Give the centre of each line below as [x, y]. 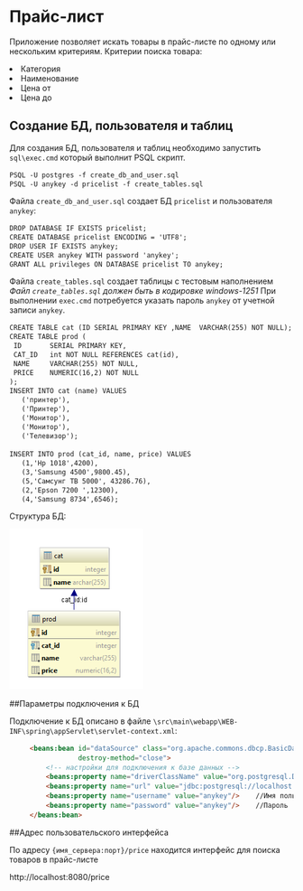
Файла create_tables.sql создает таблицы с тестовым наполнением [141, 281]
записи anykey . [37, 310]
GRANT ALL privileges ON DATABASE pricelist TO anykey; [116, 264]
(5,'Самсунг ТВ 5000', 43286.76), [86, 481]
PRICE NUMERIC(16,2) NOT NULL [76, 372]
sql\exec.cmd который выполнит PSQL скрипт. [97, 157]
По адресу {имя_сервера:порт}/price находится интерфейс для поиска [145, 849]
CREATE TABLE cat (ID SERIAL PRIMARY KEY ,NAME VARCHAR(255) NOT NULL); [151, 327]
